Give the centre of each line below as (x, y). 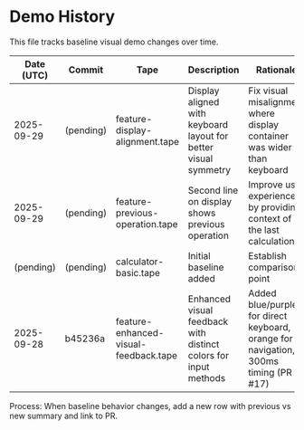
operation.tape (147, 224)
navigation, (272, 349)
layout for (208, 136)
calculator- (140, 262)
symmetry (209, 169)
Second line (213, 190)
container (269, 136)
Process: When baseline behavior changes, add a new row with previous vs (150, 406)
